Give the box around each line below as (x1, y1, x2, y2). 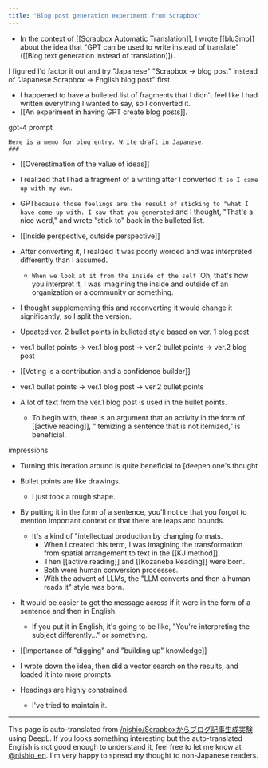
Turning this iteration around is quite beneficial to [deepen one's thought (19, 460, 258, 470)
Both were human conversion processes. (43, 565, 179, 575)
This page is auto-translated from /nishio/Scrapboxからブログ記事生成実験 (8, 724, 254, 734)
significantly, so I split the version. (19, 311, 132, 320)
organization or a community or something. (31, 287, 174, 296)
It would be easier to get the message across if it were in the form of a (19, 597, 251, 607)
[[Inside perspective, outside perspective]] (19, 231, 160, 241)
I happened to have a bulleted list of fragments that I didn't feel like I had (19, 90, 258, 100)
